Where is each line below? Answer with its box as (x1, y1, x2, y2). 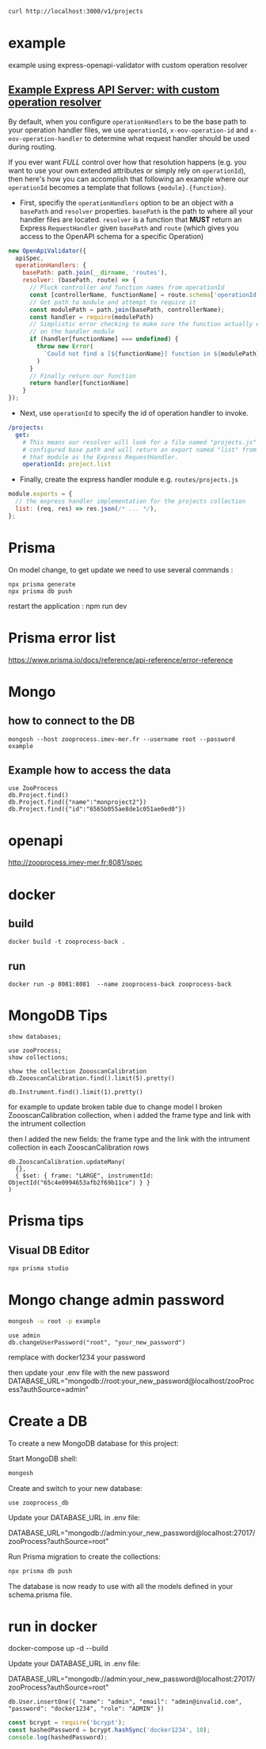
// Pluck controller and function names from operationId (28, 283, 225, 291)
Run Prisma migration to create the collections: (8, 1552, 161, 1561)
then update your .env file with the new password (8, 1367, 170, 1377)
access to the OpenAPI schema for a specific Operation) (19, 231, 204, 241)
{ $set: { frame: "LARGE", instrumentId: (15, 1172, 154, 1180)
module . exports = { (8, 490, 73, 498)
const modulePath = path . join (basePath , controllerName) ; (28, 306, 225, 314)
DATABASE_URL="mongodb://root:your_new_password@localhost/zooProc (8, 1376, 255, 1386)
